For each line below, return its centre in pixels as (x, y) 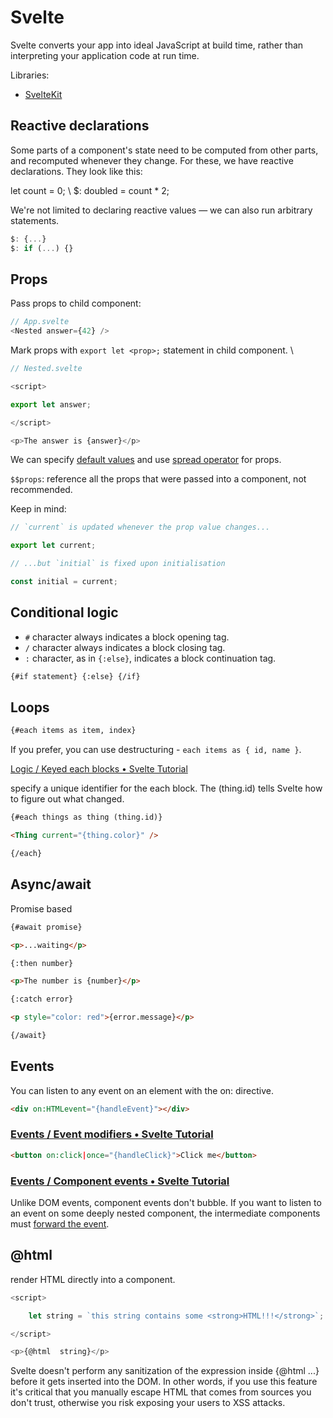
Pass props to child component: (76, 303)
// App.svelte (40, 322)
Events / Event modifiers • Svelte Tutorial (112, 1134)
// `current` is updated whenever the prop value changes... (140, 527)
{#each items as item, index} (73, 731)
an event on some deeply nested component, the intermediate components (165, 1213)
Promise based (41, 908)
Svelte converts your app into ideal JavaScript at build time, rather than (157, 45)
